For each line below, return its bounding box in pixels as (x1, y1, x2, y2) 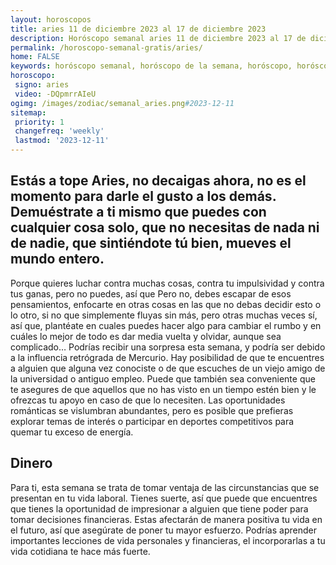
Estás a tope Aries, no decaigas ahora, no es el (10, 172, 307, 190)
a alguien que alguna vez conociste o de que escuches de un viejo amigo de (10, 362, 326, 374)
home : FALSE (10, 52, 60, 62)
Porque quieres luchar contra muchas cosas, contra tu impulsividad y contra (10, 277, 325, 289)
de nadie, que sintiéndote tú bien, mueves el (10, 235, 292, 252)
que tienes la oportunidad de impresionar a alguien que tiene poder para (10, 502, 309, 515)
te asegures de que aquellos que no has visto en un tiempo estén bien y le (10, 383, 317, 395)
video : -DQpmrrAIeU (14, 89, 97, 99)
